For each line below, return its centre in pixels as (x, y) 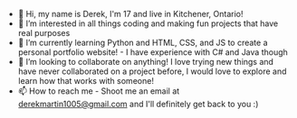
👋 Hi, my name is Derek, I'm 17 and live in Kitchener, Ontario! (130, 14)
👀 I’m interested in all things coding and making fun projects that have (148, 23)
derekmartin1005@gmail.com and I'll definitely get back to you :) (138, 104)
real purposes (44, 33)
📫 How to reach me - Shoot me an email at (99, 91)
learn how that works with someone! (86, 81)
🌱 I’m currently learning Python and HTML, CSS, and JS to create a (143, 42)
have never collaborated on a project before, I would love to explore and (152, 71)
